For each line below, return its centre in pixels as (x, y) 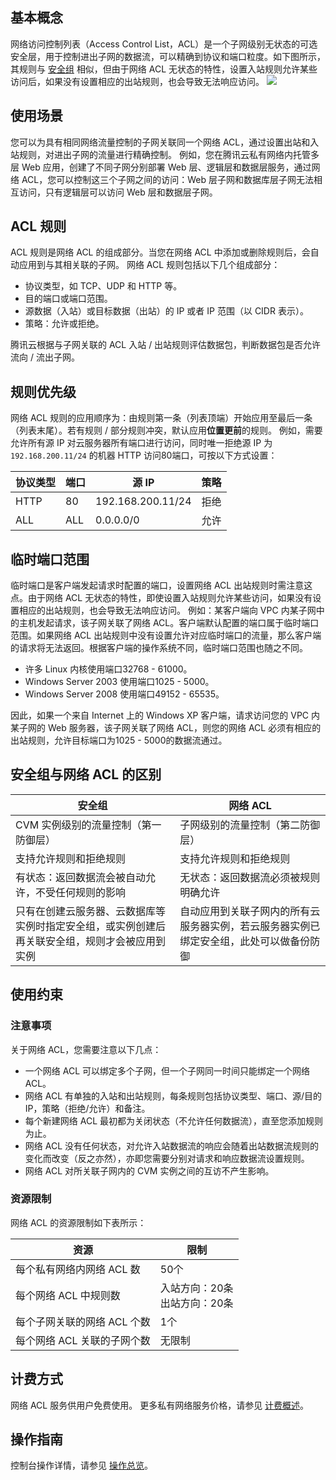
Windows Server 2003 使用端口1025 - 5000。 (119, 682)
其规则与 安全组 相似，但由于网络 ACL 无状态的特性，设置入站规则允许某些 (164, 69)
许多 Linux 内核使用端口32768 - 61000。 (108, 669)
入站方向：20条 (196, 1288)
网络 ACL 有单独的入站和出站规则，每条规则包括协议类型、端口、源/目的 (173, 1095)
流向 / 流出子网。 (45, 357)
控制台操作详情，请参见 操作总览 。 (81, 1465)
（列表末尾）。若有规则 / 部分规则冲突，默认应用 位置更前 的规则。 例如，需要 (166, 430)
